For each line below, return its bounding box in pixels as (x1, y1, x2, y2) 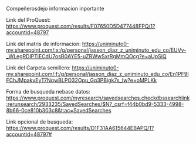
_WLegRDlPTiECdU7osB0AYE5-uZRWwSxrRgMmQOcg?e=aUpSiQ (6, 53, 167, 59)
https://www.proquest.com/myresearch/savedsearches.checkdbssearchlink (6, 94, 190, 101)
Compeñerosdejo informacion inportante (6, 5, 104, 12)
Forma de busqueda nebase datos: (6, 88, 91, 95)
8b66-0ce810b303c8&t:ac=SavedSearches (6, 107, 111, 114)
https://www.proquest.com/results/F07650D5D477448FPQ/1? (6, 23, 156, 29)
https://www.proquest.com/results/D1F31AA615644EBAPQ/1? (6, 125, 154, 131)
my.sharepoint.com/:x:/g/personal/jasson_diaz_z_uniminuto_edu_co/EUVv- (6, 46, 187, 54)
